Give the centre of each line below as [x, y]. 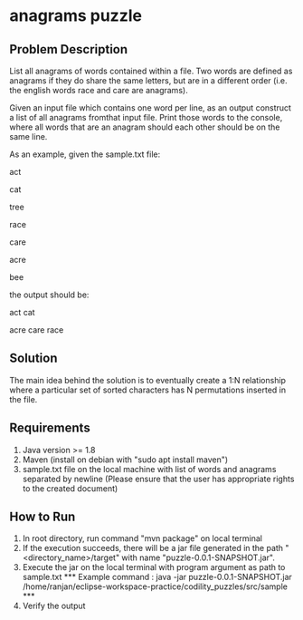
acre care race [37, 330]
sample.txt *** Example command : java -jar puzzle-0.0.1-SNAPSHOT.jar [157, 577]
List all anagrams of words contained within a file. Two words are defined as [151, 71]
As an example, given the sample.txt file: [85, 154]
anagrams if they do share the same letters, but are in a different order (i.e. [148, 81]
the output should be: [49, 295]
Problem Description [69, 49]
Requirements [50, 428]
